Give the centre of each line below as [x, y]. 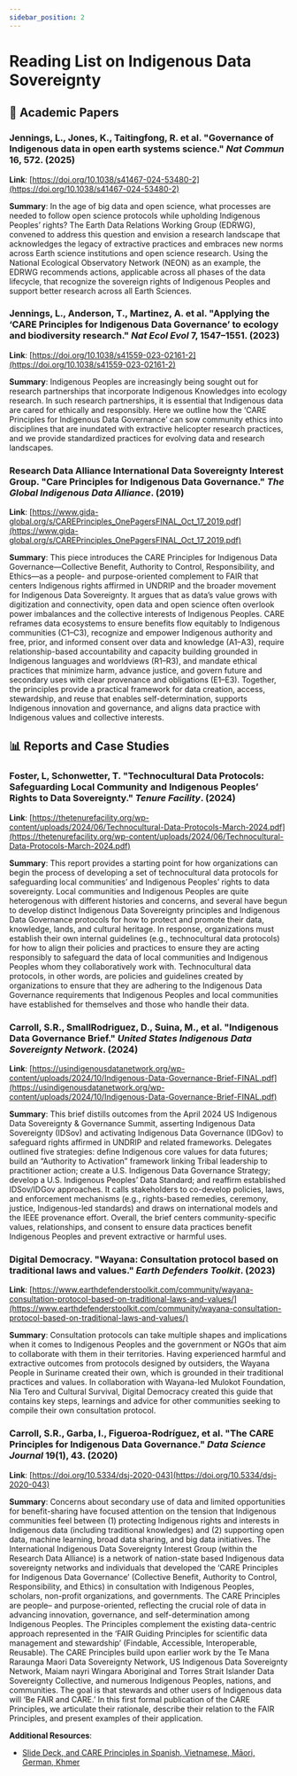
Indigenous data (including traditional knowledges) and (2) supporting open [147, 1530]
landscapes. [31, 448]
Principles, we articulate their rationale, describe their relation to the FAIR [142, 1709]
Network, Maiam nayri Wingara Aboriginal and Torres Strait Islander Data [142, 1671]
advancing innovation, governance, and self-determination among [129, 1615]
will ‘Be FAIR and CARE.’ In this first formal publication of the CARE [130, 1699]
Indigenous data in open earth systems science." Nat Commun [147, 149]
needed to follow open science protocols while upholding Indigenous [135, 215]
